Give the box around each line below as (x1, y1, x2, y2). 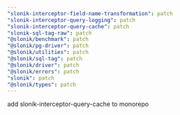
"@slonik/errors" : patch (7, 68, 80, 75)
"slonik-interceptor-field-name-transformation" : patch (7, 10, 173, 17)
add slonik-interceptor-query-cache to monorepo (7, 100, 149, 108)
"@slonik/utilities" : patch (7, 49, 89, 56)
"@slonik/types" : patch (7, 81, 77, 88)
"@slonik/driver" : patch (7, 62, 80, 69)
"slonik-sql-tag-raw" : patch (7, 29, 92, 37)
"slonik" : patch (7, 74, 54, 82)
